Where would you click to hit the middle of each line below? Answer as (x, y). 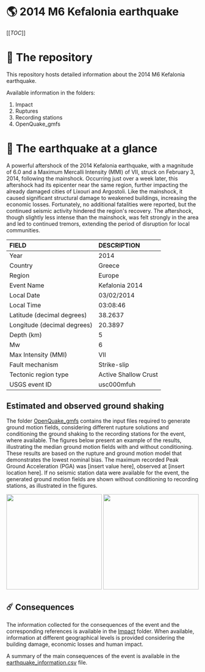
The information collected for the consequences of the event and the (93, 625)
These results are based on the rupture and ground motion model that (94, 453)
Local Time (25, 305)
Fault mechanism (34, 365)
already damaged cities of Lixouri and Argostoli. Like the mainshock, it (95, 191)
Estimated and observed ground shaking (85, 406)
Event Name (27, 285)
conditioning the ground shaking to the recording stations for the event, (96, 434)
